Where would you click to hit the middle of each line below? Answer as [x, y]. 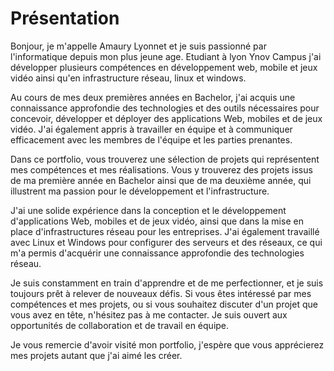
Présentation [65, 18]
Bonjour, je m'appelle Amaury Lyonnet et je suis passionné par [138, 46]
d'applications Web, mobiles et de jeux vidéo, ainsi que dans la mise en [157, 221]
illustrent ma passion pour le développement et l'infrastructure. [140, 191]
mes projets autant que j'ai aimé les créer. [96, 355]
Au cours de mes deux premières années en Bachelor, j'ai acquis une [153, 97]
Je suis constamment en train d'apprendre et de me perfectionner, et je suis [167, 283]
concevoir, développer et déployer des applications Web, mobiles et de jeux [166, 118]
